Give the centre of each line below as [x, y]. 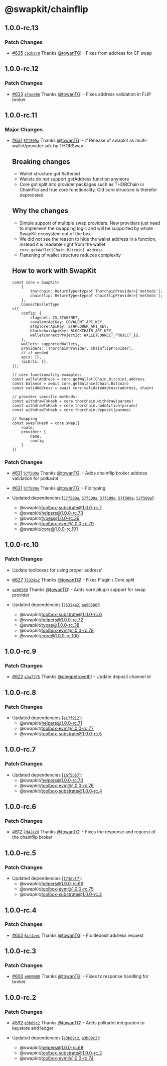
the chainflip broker [32, 837]
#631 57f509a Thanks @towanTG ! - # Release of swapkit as [73, 140]
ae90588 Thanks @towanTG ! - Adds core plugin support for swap [79, 590]
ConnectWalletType [40, 304]
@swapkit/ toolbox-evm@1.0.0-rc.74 [56, 1058]
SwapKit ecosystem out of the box [55, 233]
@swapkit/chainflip [46, 9]
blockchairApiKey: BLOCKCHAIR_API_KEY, [72, 331]
